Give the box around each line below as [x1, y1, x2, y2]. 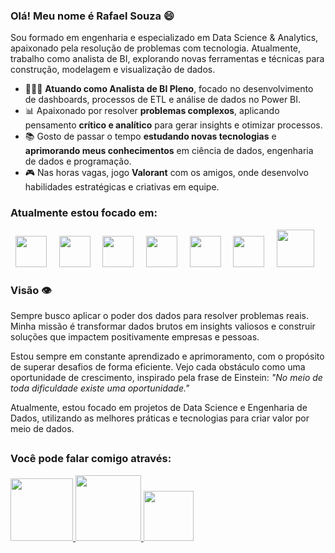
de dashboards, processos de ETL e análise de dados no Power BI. [24, 94, 302, 106]
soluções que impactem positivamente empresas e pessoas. [10, 330, 260, 343]
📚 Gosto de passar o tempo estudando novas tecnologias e [24, 130, 277, 143]
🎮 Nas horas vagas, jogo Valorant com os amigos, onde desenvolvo [24, 167, 309, 179]
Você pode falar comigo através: [10, 452, 172, 466]
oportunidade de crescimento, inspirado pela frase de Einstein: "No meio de [10, 371, 323, 383]
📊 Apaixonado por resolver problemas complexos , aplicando [24, 105, 280, 117]
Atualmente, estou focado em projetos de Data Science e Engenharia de [10, 401, 308, 413]
